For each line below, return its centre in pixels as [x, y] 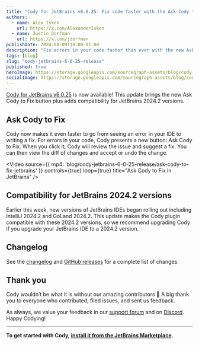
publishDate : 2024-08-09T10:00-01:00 [53, 45]
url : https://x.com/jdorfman [53, 39]
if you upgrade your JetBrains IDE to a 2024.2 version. [73, 228]
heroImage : [20, 72]
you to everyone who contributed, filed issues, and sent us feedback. [91, 301]
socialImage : [22, 78]
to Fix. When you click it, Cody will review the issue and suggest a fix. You [97, 146]
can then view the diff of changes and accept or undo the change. [87, 152]
